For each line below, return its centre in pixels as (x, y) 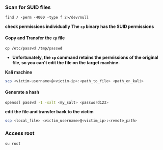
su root (13, 144)
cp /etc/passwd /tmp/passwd (34, 48)
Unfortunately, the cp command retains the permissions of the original (85, 57)
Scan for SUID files (28, 7)
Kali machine (19, 72)
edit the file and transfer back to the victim (50, 112)
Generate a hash (22, 92)
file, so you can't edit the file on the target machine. (66, 62)
